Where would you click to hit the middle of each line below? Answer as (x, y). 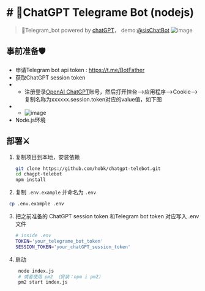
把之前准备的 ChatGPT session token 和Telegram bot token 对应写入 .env (107, 216)
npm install (30, 180)
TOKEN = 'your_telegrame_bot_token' (59, 241)
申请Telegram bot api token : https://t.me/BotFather (80, 70)
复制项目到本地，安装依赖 (47, 157)
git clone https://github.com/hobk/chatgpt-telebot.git (88, 168)
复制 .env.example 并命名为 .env (56, 193)
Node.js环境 (30, 120)
